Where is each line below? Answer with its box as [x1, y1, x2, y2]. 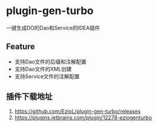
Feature [6, 42, 35, 52]
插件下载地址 [6, 92, 53, 102]
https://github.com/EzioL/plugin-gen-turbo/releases [14, 108, 141, 115]
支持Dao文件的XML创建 [14, 65, 72, 72]
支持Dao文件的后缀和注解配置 [14, 58, 87, 65]
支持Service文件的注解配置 [14, 72, 80, 80]
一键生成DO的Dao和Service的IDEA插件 [6, 24, 100, 31]
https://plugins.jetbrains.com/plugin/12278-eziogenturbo [14, 113, 152, 121]
